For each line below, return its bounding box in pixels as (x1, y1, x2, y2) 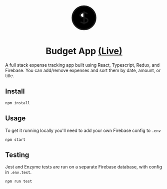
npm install (5, 100, 30, 105)
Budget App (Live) (45, 46, 122, 57)
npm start (5, 137, 26, 142)
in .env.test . (5, 169, 32, 175)
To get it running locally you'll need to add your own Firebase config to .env (5, 127, 161, 133)
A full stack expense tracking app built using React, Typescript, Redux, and (5, 62, 160, 68)
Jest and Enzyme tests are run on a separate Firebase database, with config (5, 164, 162, 170)
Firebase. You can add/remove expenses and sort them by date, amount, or (5, 67, 161, 73)
